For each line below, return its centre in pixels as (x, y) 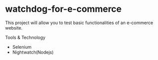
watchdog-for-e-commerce (63, 9)
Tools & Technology (25, 37)
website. (14, 28)
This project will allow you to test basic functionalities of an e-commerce (79, 23)
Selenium (22, 47)
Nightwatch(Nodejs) (33, 52)
